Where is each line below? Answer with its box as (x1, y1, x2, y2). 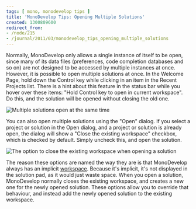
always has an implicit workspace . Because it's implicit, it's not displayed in (6, 165, 188, 172)
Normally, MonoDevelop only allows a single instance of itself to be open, (6, 52, 183, 58)
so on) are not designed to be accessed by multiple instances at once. (6, 64, 176, 71)
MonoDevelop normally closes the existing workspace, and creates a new (6, 177, 184, 184)
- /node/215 (6, 30, 35, 36)
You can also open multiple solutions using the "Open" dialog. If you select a (6, 118, 191, 124)
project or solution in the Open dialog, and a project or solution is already (6, 124, 182, 131)
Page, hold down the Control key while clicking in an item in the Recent (6, 76, 177, 83)
